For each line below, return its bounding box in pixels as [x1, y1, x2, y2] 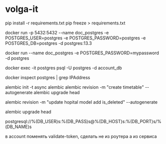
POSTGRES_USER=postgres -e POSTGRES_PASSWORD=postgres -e [5, 35, 146, 41]
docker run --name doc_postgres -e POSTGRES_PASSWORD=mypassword [5, 50, 159, 56]
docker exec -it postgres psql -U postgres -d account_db [5, 65, 122, 71]
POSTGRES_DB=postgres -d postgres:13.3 [5, 40, 92, 46]
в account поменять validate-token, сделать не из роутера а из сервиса [5, 133, 157, 139]
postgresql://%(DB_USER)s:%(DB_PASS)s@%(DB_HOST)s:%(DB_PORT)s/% [5, 118, 162, 124]
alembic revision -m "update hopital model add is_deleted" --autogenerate [5, 99, 158, 105]
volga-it [5, 3, 38, 15]
